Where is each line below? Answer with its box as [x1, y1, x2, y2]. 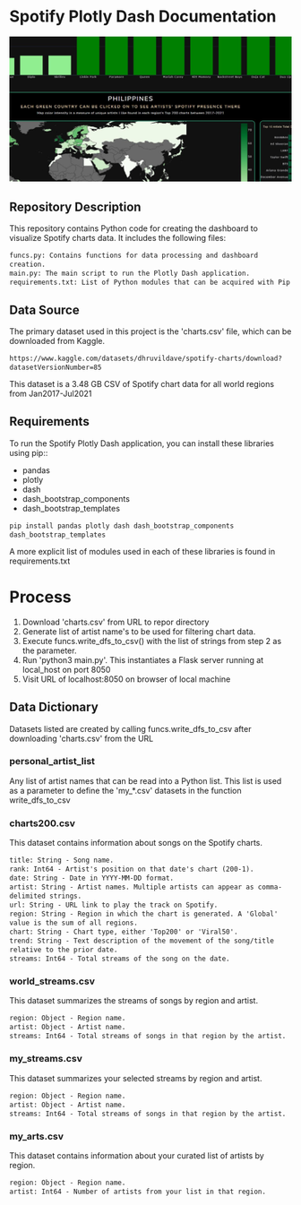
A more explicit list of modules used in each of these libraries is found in [9, 546, 276, 556]
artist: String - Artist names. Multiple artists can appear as [9, 882, 254, 892]
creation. [9, 260, 47, 270]
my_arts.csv [9, 1130, 64, 1142]
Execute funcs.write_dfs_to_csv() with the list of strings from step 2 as [21, 635, 282, 646]
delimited [9, 891, 47, 901]
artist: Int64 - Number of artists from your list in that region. [9, 1187, 267, 1196]
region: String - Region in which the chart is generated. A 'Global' [9, 909, 279, 919]
